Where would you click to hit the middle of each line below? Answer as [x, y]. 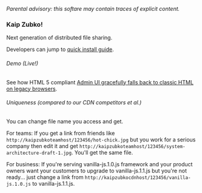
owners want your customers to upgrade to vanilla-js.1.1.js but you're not [96, 171]
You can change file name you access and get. [65, 121]
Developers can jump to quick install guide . [60, 49]
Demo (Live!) [22, 63]
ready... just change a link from [45, 177]
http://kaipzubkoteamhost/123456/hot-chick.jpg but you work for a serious [101, 140]
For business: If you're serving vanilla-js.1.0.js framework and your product [99, 164]
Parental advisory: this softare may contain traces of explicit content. [93, 9]
